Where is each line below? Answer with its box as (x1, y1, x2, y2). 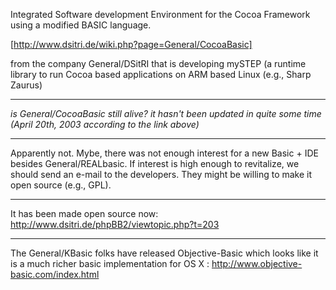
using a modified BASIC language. (10, 19, 152, 31)
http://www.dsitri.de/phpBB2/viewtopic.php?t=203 (10, 219, 220, 230)
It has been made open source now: (10, 208, 159, 219)
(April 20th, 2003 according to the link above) (10, 119, 200, 130)
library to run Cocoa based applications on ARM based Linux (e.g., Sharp (10, 69, 312, 80)
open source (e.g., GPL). (10, 179, 112, 191)
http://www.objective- (211, 258, 303, 269)
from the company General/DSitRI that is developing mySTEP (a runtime (10, 58, 307, 69)
